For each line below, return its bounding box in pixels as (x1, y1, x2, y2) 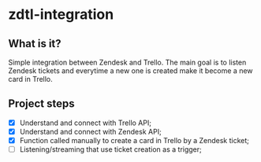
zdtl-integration (8, 6, 114, 24)
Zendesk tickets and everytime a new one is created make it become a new (8, 66, 254, 75)
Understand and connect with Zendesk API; (19, 127, 162, 136)
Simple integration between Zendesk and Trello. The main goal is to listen (8, 57, 247, 67)
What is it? (8, 37, 62, 50)
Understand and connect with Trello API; (19, 118, 152, 127)
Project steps (8, 97, 75, 111)
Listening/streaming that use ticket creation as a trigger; (19, 145, 203, 154)
